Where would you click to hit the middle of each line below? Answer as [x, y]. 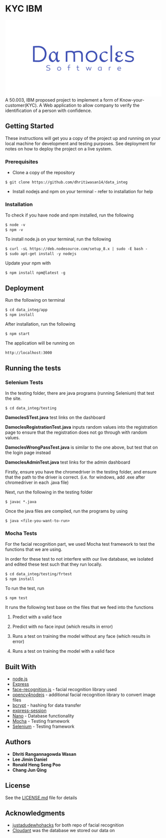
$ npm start [17, 334]
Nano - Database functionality [43, 716]
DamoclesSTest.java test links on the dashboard [55, 417]
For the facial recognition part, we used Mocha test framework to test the [80, 544]
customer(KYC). [22, 106]
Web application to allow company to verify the [91, 106]
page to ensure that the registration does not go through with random [76, 432]
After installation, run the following [40, 324]
